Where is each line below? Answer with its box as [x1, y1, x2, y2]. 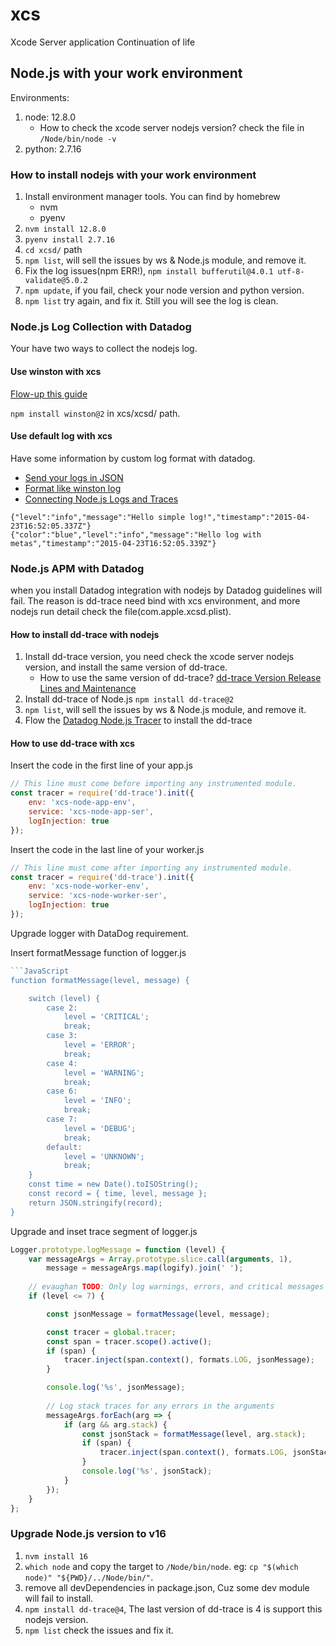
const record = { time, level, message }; [28, 1189, 208, 1199]
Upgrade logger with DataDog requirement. [10, 927, 189, 939]
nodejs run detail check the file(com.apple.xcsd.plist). [10, 606, 232, 618]
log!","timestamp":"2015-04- [189, 512, 311, 522]
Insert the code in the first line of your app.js [10, 759, 193, 772]
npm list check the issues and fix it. [24, 1624, 174, 1636]
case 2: [46, 1003, 78, 1013]
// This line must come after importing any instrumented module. [10, 863, 293, 873]
